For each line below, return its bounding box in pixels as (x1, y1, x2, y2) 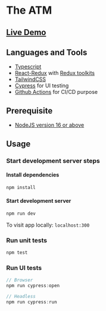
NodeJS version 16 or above (14, 121, 85, 128)
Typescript (14, 63, 42, 70)
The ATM (6, 4, 52, 17)
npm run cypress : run (6, 299, 58, 305)
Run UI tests (6, 263, 42, 272)
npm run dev (6, 211, 36, 216)
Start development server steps (6, 156, 100, 165)
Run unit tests (6, 236, 48, 244)
